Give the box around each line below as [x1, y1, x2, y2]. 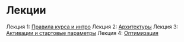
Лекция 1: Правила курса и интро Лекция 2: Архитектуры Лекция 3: [6, 23, 179, 30]
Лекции [6, 4, 46, 17]
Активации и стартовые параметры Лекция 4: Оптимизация [6, 29, 159, 36]
